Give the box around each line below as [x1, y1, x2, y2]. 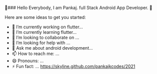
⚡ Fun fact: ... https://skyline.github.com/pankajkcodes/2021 [11, 64, 136, 69]
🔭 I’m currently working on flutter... [11, 24, 83, 30]
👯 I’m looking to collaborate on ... [11, 35, 79, 40]
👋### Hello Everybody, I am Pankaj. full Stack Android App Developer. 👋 [4, 5, 153, 10]
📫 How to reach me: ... [11, 51, 60, 57]
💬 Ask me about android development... [11, 45, 93, 51]
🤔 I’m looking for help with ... [11, 40, 71, 46]
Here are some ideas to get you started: [4, 14, 86, 20]
